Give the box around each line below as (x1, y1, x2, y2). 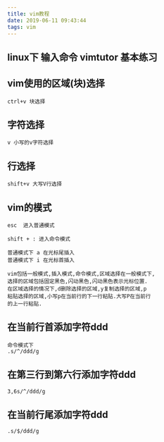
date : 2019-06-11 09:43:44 (7, 17, 87, 24)
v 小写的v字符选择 (7, 139, 54, 147)
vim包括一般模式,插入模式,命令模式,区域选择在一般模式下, (7, 271, 156, 278)
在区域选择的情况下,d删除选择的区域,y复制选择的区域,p (7, 286, 147, 293)
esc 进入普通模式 (7, 222, 55, 229)
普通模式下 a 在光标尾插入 (7, 250, 75, 257)
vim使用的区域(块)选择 (7, 78, 106, 90)
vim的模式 (7, 202, 52, 214)
